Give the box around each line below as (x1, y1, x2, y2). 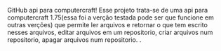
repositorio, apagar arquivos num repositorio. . (7, 36, 142, 44)
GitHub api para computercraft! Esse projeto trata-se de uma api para (7, 6, 208, 14)
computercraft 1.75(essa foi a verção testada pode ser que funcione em (7, 13, 214, 22)
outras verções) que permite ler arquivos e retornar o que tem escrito (7, 21, 208, 29)
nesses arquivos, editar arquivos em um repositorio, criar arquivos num (7, 28, 213, 36)
